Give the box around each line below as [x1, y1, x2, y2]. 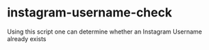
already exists [7, 34, 47, 42]
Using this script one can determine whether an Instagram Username [7, 27, 202, 36]
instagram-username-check [7, 5, 173, 21]
